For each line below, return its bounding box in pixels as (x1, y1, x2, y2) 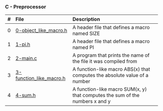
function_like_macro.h (15, 75, 65, 82)
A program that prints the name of (72, 52, 150, 59)
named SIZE (72, 30, 100, 37)
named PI (72, 44, 94, 51)
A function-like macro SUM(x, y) (72, 86, 147, 93)
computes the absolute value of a (72, 72, 149, 79)
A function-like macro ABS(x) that (72, 66, 150, 73)
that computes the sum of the (72, 92, 140, 99)
